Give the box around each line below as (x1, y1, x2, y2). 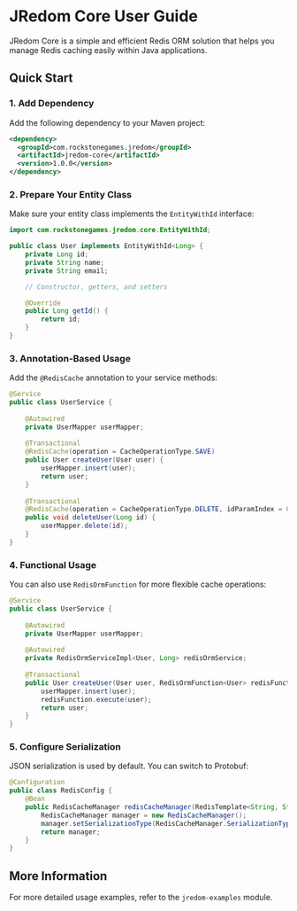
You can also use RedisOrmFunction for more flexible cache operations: (9, 579, 267, 590)
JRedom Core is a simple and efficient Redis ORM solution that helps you (9, 35, 275, 46)
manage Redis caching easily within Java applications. (9, 44, 208, 55)
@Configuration (9, 778, 65, 787)
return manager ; (41, 827, 101, 837)
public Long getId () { (25, 307, 109, 315)
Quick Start (9, 71, 73, 86)
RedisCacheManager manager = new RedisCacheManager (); (41, 811, 247, 820)
